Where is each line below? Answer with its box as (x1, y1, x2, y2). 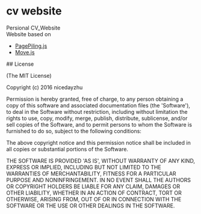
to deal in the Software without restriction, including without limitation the (6, 108, 188, 115)
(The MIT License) (6, 72, 52, 79)
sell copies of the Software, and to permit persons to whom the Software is (6, 121, 193, 128)
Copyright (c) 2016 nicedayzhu (6, 83, 83, 91)
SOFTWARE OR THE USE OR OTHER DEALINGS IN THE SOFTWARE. (6, 202, 175, 209)
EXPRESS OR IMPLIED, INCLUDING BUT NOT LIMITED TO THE (6, 163, 161, 171)
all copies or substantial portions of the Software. (6, 145, 128, 153)
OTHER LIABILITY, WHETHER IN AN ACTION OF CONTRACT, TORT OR (6, 189, 182, 197)
